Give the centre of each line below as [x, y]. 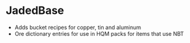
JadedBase [35, 11]
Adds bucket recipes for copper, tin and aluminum [78, 27]
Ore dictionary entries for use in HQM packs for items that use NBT [99, 33]
